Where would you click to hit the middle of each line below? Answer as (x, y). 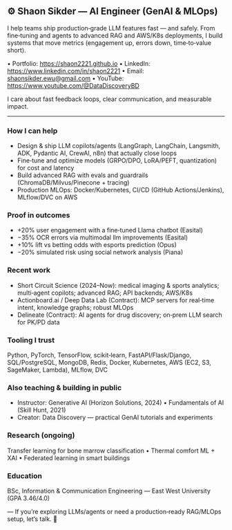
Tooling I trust (31, 340)
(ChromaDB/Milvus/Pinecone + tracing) (73, 183)
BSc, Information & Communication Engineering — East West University (109, 491)
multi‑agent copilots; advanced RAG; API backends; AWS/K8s (105, 293)
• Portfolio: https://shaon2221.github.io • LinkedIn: (79, 63)
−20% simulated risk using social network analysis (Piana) (100, 253)
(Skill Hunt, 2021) (41, 410)
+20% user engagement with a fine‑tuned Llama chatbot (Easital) (110, 230)
